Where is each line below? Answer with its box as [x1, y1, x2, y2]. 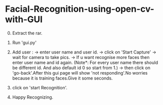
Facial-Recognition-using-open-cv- [5, 3, 155, 15]
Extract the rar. [12, 30, 43, 36]
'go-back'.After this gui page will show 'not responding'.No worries [12, 70, 148, 76]
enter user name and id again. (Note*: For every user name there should [12, 59, 158, 65]
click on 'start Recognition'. [12, 84, 68, 90]
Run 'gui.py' [12, 39, 37, 45]
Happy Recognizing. [12, 94, 54, 100]
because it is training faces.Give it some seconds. [12, 75, 113, 81]
